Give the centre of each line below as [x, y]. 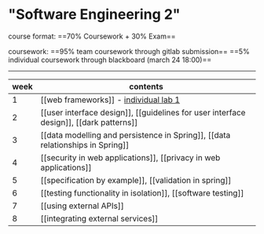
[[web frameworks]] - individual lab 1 [110, 100]
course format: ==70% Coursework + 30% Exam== [92, 36]
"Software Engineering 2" [94, 15]
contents [146, 86]
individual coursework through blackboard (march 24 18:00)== [110, 60]
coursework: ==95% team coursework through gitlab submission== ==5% [129, 51]
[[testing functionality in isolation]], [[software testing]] [142, 192]
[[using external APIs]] [82, 206]
